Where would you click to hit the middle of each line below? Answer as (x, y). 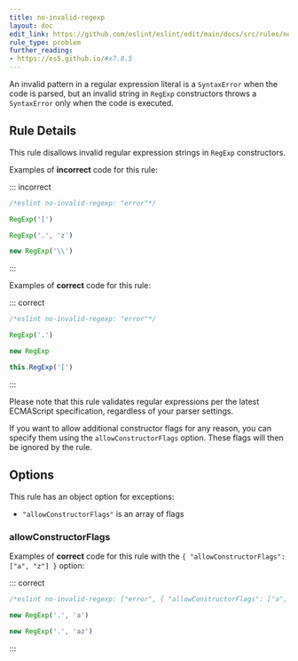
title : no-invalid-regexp (57, 17)
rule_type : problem (45, 42)
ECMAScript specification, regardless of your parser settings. (122, 411)
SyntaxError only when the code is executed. (92, 103)
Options (32, 476)
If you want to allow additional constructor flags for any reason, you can (141, 428)
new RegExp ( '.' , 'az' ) (51, 631)
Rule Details (43, 131)
